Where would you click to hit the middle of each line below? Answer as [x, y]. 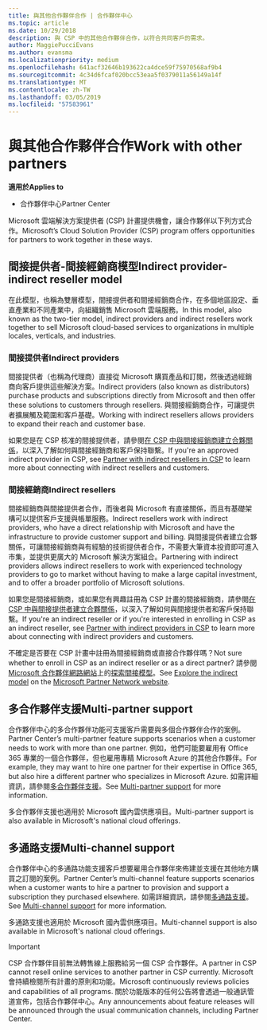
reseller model [86, 280]
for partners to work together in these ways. [80, 240]
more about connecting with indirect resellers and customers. [109, 468]
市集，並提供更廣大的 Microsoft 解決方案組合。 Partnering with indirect [123, 557]
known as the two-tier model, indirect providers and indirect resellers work [130, 319]
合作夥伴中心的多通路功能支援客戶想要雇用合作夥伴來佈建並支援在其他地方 [130, 868]
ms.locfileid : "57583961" [51, 104]
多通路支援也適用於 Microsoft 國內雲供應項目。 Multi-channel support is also [133, 922]
